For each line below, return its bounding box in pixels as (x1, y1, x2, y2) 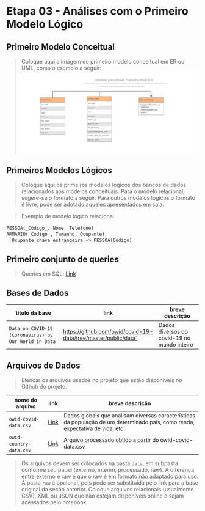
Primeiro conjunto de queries (6, 254, 119, 264)
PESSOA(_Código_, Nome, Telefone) (6, 225, 95, 232)
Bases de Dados (6, 288, 69, 298)
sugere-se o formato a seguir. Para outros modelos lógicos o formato (21, 194, 196, 202)
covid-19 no (158, 334, 191, 342)
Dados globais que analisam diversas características (63, 411, 196, 419)
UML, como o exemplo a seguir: (21, 64, 102, 72)
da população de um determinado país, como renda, (63, 418, 195, 425)
